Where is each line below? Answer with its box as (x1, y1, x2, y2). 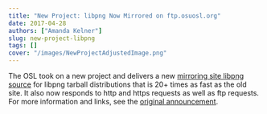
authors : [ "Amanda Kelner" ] (8, 26, 103, 35)
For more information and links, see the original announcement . (8, 97, 219, 106)
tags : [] (8, 42, 38, 50)
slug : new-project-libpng (8, 34, 95, 43)
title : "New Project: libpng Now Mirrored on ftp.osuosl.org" (8, 11, 221, 20)
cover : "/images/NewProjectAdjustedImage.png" (8, 49, 167, 57)
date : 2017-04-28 (8, 19, 67, 27)
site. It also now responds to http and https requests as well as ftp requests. (8, 88, 260, 97)
